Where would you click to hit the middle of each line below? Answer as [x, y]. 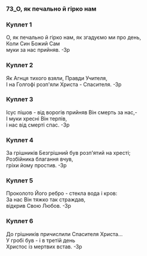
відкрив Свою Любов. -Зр [39, 206]
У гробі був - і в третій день [41, 240]
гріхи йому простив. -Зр [36, 165]
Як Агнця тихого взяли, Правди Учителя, [57, 78]
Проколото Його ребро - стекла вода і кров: [62, 194]
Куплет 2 [20, 65]
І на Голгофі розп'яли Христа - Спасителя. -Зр [64, 84]
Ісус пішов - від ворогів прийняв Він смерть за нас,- [72, 112]
